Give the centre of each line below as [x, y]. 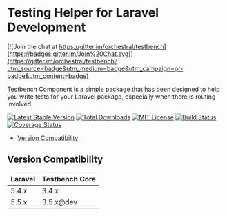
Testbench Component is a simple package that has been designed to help [113, 89]
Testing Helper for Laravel [83, 13]
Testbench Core [69, 179]
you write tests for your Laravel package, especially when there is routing [111, 96]
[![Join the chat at [32, 46]
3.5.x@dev [60, 202]
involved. [20, 104]
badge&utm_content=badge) [48, 76]
